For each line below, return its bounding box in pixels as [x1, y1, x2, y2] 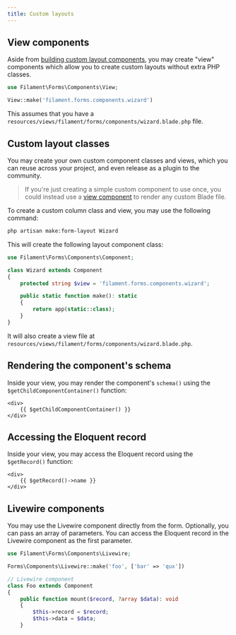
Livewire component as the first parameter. [7, 537, 133, 545]
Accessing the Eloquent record [7, 431, 147, 443]
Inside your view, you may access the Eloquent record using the [7, 450, 194, 458]
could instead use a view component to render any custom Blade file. [24, 192, 227, 201]
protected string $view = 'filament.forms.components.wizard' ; [20, 280, 211, 287]
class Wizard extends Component [7, 267, 102, 274]
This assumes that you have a [7, 110, 94, 118]
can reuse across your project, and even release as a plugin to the [7, 164, 200, 172]
